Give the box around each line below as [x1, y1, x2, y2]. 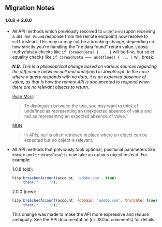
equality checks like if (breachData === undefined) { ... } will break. [12, 54, 155, 60]
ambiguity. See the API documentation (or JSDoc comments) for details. [12, 217, 156, 223]
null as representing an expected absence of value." [24, 113, 128, 119]
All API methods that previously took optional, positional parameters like [12, 146, 156, 152]
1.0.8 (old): [12, 166, 33, 172]
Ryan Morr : [12, 93, 35, 99]
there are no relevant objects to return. [12, 84, 89, 90]
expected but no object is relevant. [24, 137, 93, 143]
